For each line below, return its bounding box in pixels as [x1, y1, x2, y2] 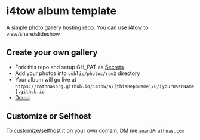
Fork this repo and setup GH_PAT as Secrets [14, 63, 124, 70]
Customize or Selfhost [6, 111, 91, 122]
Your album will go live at [14, 76, 76, 83]
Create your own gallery [6, 48, 98, 58]
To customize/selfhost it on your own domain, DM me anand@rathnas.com [6, 127, 185, 134]
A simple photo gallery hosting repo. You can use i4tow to [6, 24, 149, 31]
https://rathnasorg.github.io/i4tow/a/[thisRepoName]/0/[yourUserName [14, 83, 195, 89]
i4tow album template [6, 4, 117, 18]
